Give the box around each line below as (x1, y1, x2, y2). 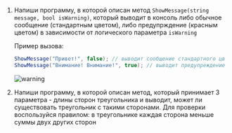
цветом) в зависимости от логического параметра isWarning (13, 28, 198, 36)
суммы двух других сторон (13, 118, 96, 126)
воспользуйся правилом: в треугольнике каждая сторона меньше (13, 110, 214, 118)
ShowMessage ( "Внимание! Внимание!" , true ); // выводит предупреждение (13, 62, 226, 69)
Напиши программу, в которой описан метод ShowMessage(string (13, 6, 210, 14)
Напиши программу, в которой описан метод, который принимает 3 (13, 87, 220, 97)
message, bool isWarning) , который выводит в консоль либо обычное (13, 13, 222, 22)
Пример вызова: (13, 42, 64, 50)
